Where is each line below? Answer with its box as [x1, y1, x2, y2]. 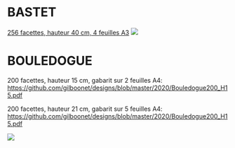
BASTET [7, 4, 57, 20]
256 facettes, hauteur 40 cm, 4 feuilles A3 [7, 28, 130, 36]
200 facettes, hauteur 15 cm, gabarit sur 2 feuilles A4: [7, 76, 163, 84]
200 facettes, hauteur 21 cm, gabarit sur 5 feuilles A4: [7, 105, 163, 113]
